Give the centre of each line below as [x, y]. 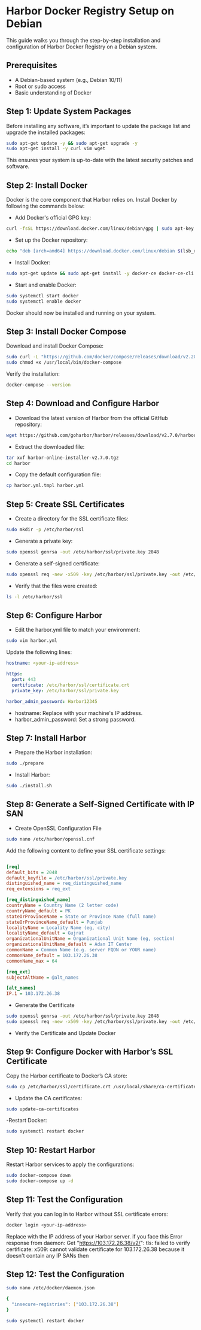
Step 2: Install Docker [47, 185]
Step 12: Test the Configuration [65, 1274]
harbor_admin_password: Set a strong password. [75, 719]
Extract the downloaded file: [50, 446]
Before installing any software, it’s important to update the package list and [98, 126]
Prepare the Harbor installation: [54, 753]
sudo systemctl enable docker [44, 301]
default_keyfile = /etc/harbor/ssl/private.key [67, 878]
